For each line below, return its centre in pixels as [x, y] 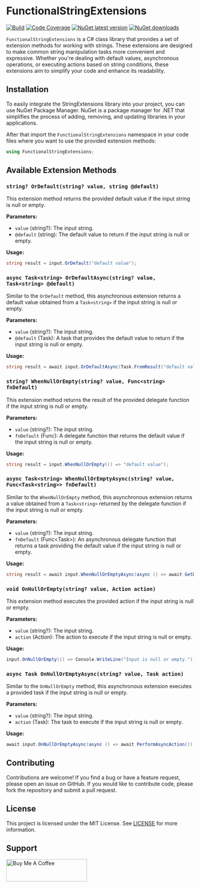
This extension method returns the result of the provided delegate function [98, 400]
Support [22, 848]
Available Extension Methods [62, 170]
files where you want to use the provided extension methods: [81, 141]
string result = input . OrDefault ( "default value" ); [71, 264]
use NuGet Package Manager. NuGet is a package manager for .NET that [96, 110]
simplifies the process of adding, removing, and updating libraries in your [96, 116]
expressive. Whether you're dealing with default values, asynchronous [93, 58]
